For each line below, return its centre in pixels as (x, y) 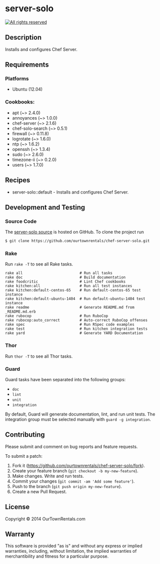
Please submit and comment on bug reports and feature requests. (71, 446)
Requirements (27, 65)
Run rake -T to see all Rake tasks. (39, 264)
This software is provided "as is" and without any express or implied (74, 546)
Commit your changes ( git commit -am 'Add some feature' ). (73, 481)
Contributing (25, 435)
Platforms (17, 79)
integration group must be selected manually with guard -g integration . (78, 419)
